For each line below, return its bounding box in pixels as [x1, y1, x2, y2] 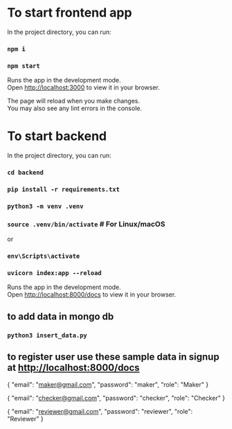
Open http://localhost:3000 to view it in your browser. [7, 83, 161, 91]
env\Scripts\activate [7, 252, 80, 261]
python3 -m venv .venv [7, 202, 84, 210]
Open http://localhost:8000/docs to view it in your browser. [7, 290, 177, 299]
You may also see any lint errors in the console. [7, 104, 142, 112]
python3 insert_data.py [7, 331, 88, 339]
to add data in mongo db [7, 310, 114, 322]
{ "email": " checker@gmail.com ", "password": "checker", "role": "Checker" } [7, 394, 226, 402]
